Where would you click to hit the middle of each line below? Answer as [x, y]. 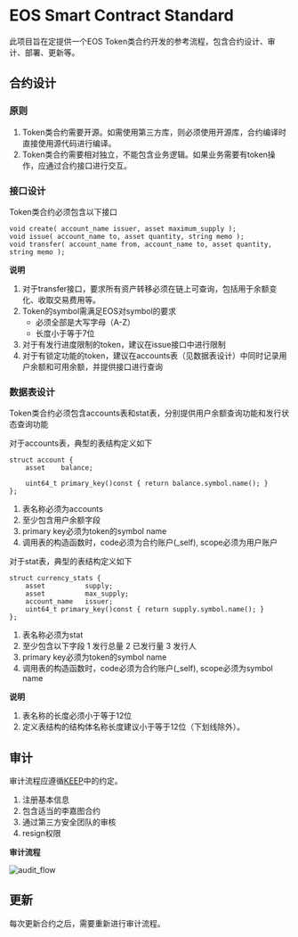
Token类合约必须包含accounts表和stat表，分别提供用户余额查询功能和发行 [145, 413]
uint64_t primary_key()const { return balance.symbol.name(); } [147, 484]
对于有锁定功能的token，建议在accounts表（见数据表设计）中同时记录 [151, 355]
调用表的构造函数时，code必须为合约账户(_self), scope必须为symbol [148, 669]
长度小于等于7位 [65, 333]
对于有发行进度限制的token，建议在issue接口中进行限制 [124, 344]
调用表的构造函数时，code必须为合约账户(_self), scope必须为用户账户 [150, 542]
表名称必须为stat [52, 635]
